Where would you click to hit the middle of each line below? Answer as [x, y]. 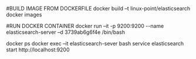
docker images [24, 15]
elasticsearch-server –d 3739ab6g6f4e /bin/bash [65, 32]
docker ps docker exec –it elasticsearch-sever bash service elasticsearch [95, 44]
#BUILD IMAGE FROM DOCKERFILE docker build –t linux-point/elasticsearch [98, 8]
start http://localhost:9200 [38, 50]
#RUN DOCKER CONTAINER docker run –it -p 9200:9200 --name [85, 26]
